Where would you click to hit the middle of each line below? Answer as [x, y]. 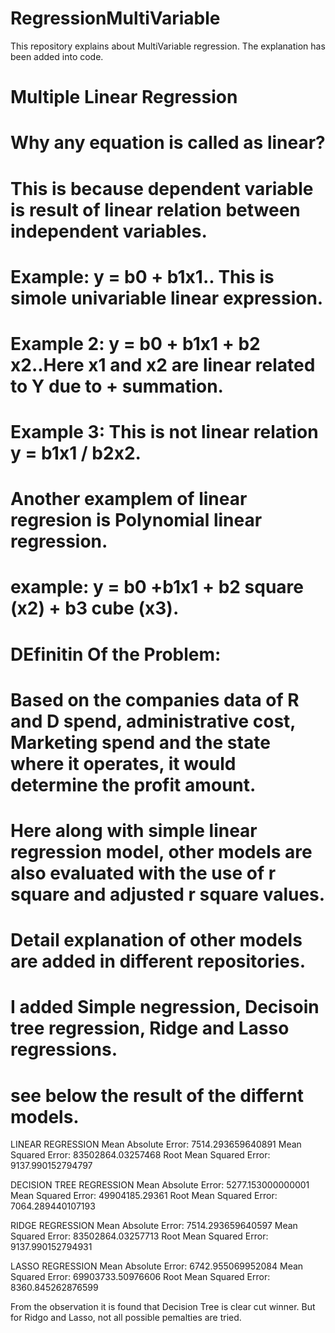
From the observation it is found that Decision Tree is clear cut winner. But [163, 1307]
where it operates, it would [123, 763]
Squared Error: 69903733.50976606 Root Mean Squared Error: [140, 1277]
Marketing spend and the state [140, 742]
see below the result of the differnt [157, 1095]
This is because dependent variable [162, 188]
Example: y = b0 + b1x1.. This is [142, 276]
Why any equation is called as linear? [168, 143]
